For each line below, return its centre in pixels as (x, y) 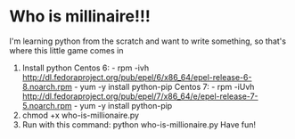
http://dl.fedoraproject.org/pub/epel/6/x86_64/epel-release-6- (137, 77)
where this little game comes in (66, 50)
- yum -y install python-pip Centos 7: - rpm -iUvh (164, 86)
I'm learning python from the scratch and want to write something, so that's (148, 41)
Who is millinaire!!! (80, 16)
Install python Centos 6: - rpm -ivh (86, 68)
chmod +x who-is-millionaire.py (81, 115)
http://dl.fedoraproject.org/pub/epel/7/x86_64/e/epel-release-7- (140, 96)
